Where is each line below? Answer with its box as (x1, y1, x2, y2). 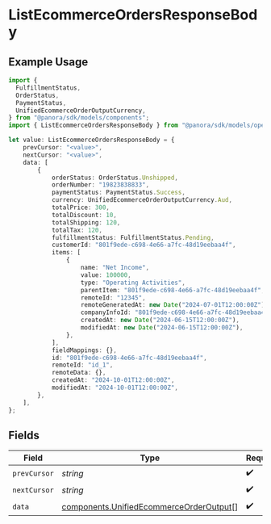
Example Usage (8, 55, 89, 69)
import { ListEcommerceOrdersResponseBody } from (8, 121, 179, 130)
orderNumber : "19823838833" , (51, 181, 150, 189)
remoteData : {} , (51, 369, 106, 377)
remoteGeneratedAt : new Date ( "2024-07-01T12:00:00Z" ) (80, 301, 265, 309)
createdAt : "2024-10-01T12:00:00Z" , (51, 376, 175, 384)
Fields (8, 428, 40, 442)
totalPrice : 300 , (51, 203, 110, 212)
